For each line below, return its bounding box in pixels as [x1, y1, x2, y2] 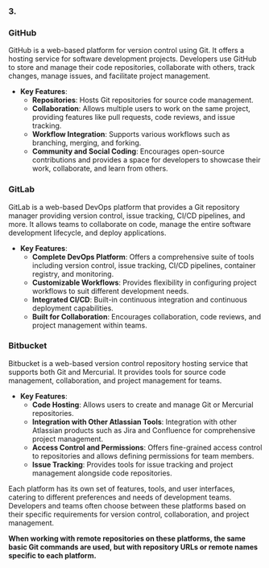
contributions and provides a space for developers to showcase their [31, 155, 261, 165]
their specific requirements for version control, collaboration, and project [8, 509, 250, 519]
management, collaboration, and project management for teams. [8, 376, 222, 385]
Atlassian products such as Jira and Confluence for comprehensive [31, 425, 256, 435]
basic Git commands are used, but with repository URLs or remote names [8, 541, 259, 552]
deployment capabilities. [31, 303, 114, 313]
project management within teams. [31, 320, 147, 330]
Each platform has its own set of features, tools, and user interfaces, [8, 484, 235, 493]
